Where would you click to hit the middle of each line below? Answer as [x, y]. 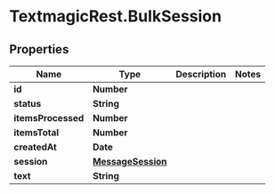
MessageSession [129, 162]
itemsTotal [36, 133]
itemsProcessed [49, 118]
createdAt [36, 147]
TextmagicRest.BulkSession [116, 16]
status [28, 104]
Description [201, 74]
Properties [39, 49]
